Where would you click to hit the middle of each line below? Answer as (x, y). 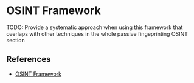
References (29, 59)
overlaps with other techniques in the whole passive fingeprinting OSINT (97, 33)
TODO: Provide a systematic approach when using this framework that (95, 27)
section (16, 40)
